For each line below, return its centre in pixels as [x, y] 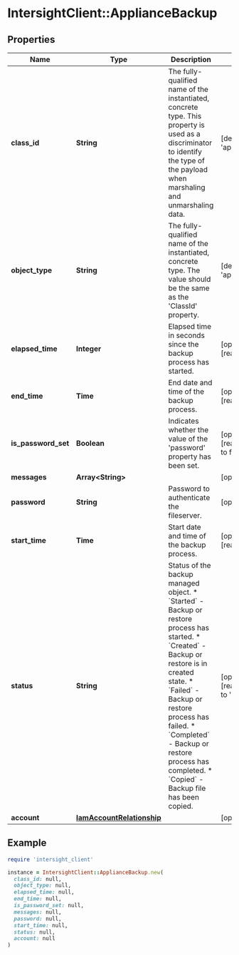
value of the [188, 439]
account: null [34, 939]
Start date [185, 527]
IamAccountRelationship [118, 818]
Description [191, 60]
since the [184, 344]
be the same [189, 288]
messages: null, [38, 912]
